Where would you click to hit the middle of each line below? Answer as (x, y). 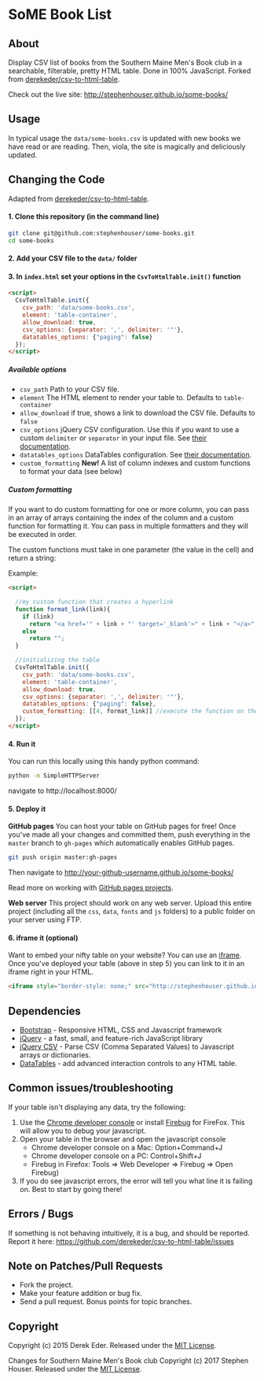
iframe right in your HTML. (51, 972)
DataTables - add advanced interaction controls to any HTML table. (128, 1063)
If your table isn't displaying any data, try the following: (97, 1107)
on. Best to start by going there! (71, 1189)
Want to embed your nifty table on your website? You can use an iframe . (125, 955)
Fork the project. (46, 1285)
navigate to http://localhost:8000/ (63, 791)
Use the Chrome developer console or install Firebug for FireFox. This (132, 1122)
